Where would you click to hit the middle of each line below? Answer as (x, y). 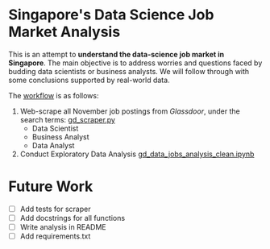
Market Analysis (64, 32)
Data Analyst (53, 145)
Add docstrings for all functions (73, 218)
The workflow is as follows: (54, 95)
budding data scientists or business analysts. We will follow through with (129, 71)
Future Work (51, 187)
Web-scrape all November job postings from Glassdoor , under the (130, 111)
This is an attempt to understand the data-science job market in (116, 54)
